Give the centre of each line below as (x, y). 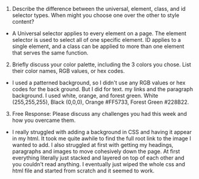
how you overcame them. (44, 120)
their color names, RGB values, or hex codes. (68, 71)
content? (23, 22)
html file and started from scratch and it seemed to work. (83, 171)
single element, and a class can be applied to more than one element (98, 46)
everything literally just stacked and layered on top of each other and (98, 158)
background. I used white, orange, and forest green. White (85, 96)
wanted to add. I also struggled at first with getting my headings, (93, 145)
